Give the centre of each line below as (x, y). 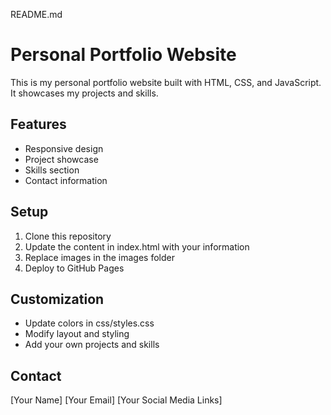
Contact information (66, 180)
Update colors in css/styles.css (89, 323)
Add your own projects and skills (92, 345)
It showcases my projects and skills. (84, 93)
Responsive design (64, 148)
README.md (36, 14)
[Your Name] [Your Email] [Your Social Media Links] (116, 400)
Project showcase (61, 159)
